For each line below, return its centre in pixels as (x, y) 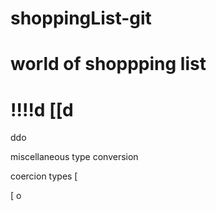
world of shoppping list (108, 64)
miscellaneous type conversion (74, 157)
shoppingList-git (81, 18)
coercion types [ (44, 176)
